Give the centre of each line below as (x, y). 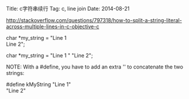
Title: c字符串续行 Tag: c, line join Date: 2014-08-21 (68, 8)
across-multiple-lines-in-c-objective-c (53, 26)
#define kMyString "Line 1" (39, 84)
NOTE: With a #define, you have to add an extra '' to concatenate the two (95, 67)
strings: (15, 73)
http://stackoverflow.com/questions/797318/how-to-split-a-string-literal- (94, 20)
